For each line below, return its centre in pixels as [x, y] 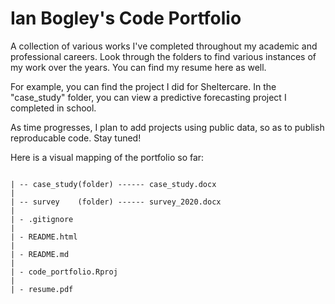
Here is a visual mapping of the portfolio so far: [107, 157]
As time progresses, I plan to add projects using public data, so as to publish [167, 127]
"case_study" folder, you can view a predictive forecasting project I [148, 97]
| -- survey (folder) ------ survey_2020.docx [116, 202]
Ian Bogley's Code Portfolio [126, 18]
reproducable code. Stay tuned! [76, 138]
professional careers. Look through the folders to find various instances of [163, 56]
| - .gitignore [42, 219]
